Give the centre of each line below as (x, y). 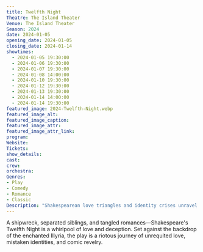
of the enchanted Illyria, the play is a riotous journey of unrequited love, (96, 235)
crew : (13, 166)
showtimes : (20, 52)
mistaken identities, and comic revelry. (55, 242)
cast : (13, 160)
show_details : (24, 154)
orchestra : (20, 171)
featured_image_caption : (38, 120)
